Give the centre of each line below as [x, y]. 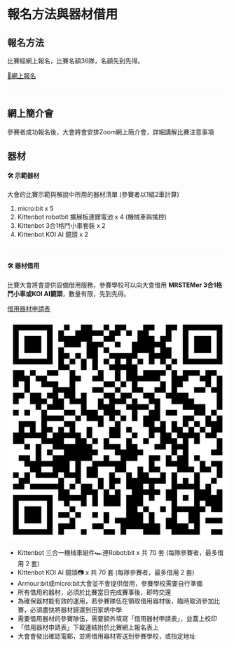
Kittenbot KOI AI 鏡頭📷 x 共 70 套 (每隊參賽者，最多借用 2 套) [106, 572]
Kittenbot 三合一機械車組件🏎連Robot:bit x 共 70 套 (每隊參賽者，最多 [117, 552]
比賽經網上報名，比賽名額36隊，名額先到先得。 [76, 61]
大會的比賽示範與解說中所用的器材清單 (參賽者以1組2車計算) [94, 195]
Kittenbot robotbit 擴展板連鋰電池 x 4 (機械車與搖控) [92, 217]
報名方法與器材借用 [63, 14]
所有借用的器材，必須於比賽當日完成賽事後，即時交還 [94, 592]
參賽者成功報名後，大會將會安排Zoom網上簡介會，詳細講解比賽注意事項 [111, 132]
